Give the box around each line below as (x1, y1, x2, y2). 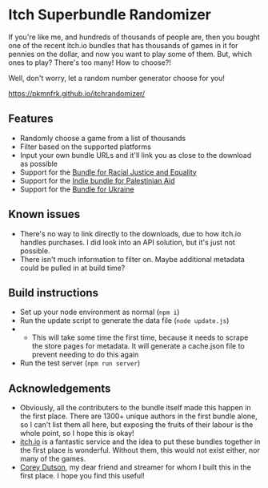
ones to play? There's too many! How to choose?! (8, 58, 172, 67)
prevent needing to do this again (31, 350, 139, 360)
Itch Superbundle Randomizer (8, 6, 212, 24)
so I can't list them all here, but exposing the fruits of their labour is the (19, 420, 254, 430)
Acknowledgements (8, 381, 111, 395)
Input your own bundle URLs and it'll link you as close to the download (19, 150, 252, 159)
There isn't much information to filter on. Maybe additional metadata (19, 254, 246, 264)
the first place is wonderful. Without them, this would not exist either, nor (19, 446, 260, 455)
